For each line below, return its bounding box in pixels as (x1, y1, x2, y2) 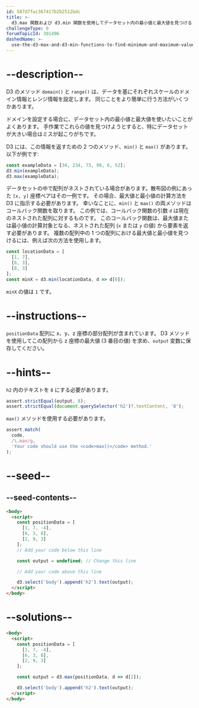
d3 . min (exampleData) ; (6, 168, 60, 174)
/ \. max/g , (11, 438, 36, 444)
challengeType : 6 (6, 25, 49, 32)
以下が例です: (6, 150, 40, 158)
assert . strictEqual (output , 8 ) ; (6, 398, 86, 404)
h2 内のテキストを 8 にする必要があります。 (6, 386, 111, 393)
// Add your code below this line (17, 547, 102, 553)
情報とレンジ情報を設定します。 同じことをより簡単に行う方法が (16, 95, 174, 102)
